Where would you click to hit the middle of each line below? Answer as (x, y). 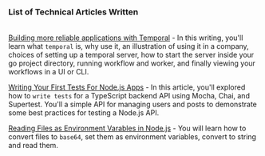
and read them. (33, 146)
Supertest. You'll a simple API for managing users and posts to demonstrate (132, 104)
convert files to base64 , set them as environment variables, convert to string (132, 137)
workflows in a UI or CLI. (49, 72)
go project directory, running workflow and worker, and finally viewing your (132, 63)
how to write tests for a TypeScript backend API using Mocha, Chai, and (129, 96)
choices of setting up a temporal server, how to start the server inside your (131, 55)
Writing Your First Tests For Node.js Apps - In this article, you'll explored (127, 87)
